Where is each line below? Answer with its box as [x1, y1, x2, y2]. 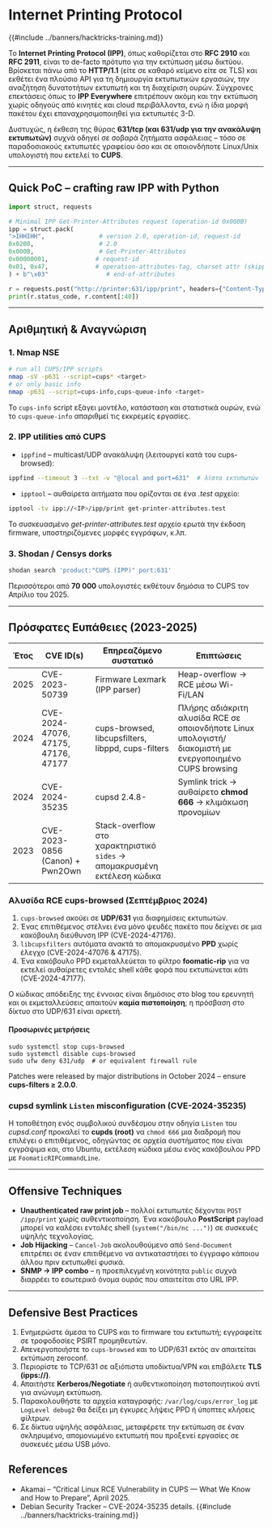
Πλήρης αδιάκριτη [177, 702, 249, 713]
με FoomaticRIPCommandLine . [8, 1153, 101, 1163]
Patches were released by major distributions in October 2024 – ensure [8, 1071, 247, 1081]
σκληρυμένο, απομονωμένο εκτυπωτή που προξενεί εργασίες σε [19, 1431, 240, 1440]
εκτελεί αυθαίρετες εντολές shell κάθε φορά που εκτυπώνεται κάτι [19, 964, 249, 974]
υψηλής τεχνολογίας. [19, 1231, 95, 1242]
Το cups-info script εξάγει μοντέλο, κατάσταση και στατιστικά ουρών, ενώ [8, 402, 261, 412]
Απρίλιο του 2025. [8, 590, 70, 599]
